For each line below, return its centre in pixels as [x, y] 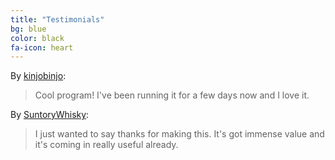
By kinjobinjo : [38, 76]
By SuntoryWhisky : [50, 115]
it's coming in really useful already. [106, 145]
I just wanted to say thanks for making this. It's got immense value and [179, 134]
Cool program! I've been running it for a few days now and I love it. [172, 95]
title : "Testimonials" [57, 19]
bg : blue [28, 29]
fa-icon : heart [42, 47]
